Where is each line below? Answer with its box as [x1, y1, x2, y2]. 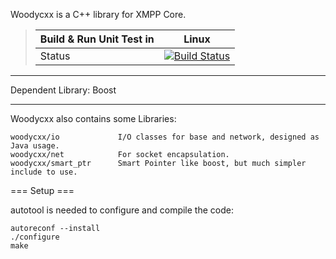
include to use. [10, 167, 78, 177]
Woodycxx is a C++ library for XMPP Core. [10, 9, 187, 20]
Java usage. [10, 141, 60, 151]
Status [39, 49, 71, 63]
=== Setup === [10, 185, 75, 196]
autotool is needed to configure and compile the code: [10, 204, 234, 216]
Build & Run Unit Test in [39, 32, 155, 46]
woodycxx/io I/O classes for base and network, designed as [10, 132, 320, 142]
